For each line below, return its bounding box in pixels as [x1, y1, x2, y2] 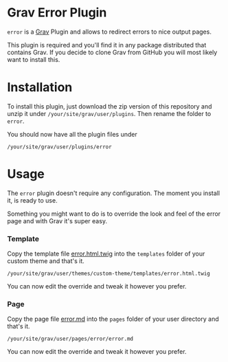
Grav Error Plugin [7, 5, 107, 21]
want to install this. [7, 55, 60, 63]
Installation [7, 80, 73, 95]
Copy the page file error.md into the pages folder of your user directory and [7, 315, 219, 324]
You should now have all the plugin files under [7, 130, 137, 138]
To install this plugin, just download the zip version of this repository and [7, 102, 212, 111]
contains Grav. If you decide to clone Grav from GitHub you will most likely [7, 48, 218, 56]
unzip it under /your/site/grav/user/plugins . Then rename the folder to [7, 109, 212, 117]
